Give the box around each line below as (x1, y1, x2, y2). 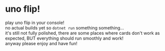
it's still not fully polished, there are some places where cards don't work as (5, 30, 160, 36)
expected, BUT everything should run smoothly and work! (5, 35, 124, 41)
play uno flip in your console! (5, 20, 65, 25)
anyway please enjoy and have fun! (5, 40, 78, 46)
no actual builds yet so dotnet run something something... (5, 25, 124, 30)
